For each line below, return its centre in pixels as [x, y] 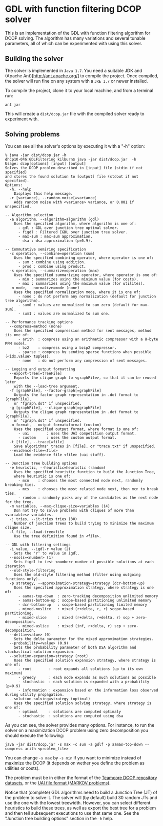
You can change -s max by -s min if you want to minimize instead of [73, 757]
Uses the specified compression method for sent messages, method [83, 331]
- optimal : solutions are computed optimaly [69, 711]
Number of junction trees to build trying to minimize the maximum [84, 523]
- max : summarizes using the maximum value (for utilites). [81, 283]
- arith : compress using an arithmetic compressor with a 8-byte [88, 339]
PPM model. [16, 344]
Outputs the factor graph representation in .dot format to [76, 395]
